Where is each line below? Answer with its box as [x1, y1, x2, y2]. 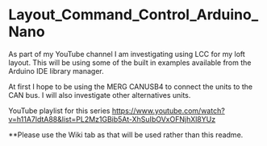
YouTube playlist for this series [8, 106, 111, 116]
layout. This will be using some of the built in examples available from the [8, 58, 252, 67]
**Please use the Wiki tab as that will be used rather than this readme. [8, 130, 244, 140]
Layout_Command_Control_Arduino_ [8, 6, 259, 24]
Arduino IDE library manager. [8, 66, 104, 75]
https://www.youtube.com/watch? [111, 106, 226, 116]
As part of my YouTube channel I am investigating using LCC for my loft [8, 49, 246, 59]
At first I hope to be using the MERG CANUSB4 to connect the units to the [8, 82, 252, 91]
